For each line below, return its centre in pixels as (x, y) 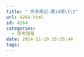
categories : (21, 28)
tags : (13, 45)
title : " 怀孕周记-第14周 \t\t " (42, 12)
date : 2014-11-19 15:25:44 (40, 39)
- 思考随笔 (23, 34)
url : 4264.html (25, 17)
